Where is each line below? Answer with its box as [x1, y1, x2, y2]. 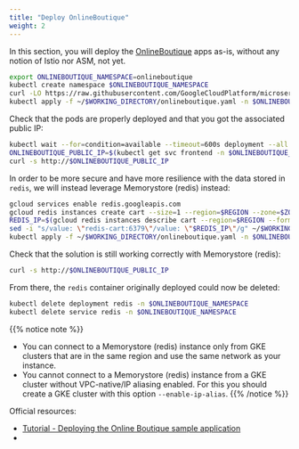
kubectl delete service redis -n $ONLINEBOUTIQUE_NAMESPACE [9, 307, 238, 316]
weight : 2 [9, 21, 46, 30]
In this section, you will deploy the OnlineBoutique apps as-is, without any [9, 45, 280, 56]
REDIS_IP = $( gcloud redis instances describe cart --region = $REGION [9, 216, 265, 225]
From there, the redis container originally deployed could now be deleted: [9, 282, 280, 292]
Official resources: [9, 405, 77, 416]
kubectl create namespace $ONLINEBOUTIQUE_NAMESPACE [9, 81, 209, 90]
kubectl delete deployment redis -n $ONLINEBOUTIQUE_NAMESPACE [9, 299, 249, 308]
